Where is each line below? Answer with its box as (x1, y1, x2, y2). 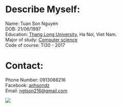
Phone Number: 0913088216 (5, 76, 66, 83)
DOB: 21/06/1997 (5, 25, 41, 32)
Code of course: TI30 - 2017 (5, 42, 65, 48)
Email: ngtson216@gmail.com (5, 88, 68, 94)
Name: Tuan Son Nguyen (5, 20, 58, 26)
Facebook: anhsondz (5, 82, 50, 88)
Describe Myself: (5, 4, 80, 15)
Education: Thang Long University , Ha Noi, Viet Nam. (5, 31, 117, 37)
